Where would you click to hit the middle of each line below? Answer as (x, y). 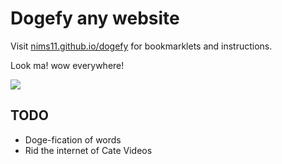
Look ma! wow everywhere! (67, 65)
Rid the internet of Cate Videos (88, 150)
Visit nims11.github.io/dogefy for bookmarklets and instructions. (141, 46)
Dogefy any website (95, 18)
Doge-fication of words (73, 139)
